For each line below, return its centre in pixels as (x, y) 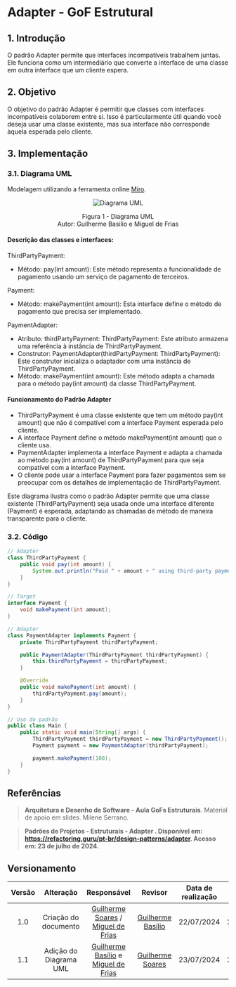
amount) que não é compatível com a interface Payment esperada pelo (120, 422)
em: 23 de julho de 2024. (62, 846)
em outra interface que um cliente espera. (68, 70)
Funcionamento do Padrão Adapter (59, 400)
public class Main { (38, 726)
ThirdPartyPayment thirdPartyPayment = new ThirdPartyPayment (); (130, 739)
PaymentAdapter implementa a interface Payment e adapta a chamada (120, 452)
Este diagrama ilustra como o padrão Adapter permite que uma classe (109, 496)
